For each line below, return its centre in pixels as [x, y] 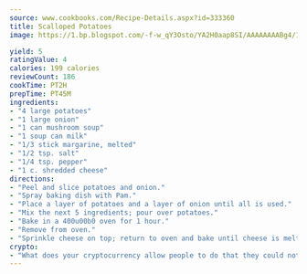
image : [22, 35]
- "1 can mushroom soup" [57, 128]
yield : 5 [26, 51]
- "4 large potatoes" [51, 111]
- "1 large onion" [44, 120]
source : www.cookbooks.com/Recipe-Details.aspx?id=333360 [122, 18]
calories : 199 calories [55, 68]
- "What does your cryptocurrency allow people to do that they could [147, 255]
